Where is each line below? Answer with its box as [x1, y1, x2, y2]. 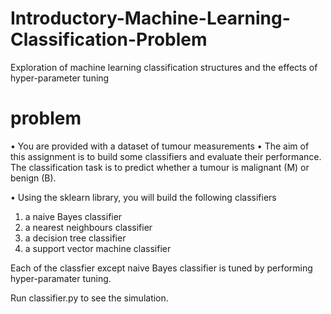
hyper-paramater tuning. [10, 272, 112, 284]
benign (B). [10, 172, 57, 184]
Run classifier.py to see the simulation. [10, 292, 169, 304]
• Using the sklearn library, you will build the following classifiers [10, 191, 277, 203]
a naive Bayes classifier [24, 210, 123, 222]
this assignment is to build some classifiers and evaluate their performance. [10, 150, 322, 162]
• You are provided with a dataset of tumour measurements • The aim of [10, 140, 310, 152]
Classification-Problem [10, 28, 208, 51]
